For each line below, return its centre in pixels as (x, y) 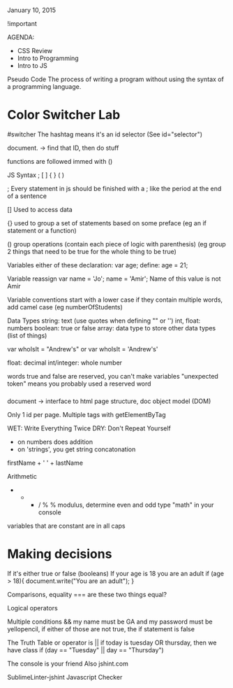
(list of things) (27, 335)
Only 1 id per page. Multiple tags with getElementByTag (87, 414)
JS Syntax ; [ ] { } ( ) (36, 175)
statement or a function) (42, 230)
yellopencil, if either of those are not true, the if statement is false (101, 629)
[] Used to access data (40, 209)
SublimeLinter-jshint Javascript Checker (65, 677)
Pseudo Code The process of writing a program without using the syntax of (116, 79)
